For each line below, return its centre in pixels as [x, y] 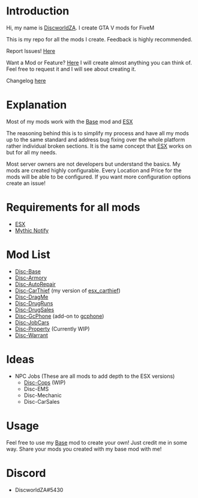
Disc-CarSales [42, 401]
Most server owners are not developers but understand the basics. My [93, 164]
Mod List [28, 255]
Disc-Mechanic [43, 395]
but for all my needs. [31, 152]
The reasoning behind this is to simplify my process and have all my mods [97, 133]
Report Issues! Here [31, 51]
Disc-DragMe [31, 297]
